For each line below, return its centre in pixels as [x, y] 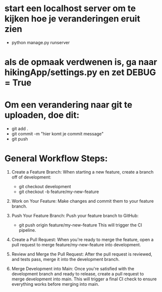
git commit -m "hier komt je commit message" [57, 134]
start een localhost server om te [70, 8]
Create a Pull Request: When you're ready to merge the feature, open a [82, 240]
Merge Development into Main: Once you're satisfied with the [73, 269]
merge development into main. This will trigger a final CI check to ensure [84, 279]
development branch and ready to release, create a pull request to [78, 274]
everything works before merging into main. [55, 284]
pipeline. [27, 230]
